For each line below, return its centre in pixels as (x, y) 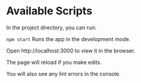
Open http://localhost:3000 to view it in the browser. (71, 50)
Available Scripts (49, 11)
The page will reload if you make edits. (54, 62)
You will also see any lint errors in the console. (64, 73)
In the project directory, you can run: (51, 27)
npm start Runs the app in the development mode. (68, 39)
